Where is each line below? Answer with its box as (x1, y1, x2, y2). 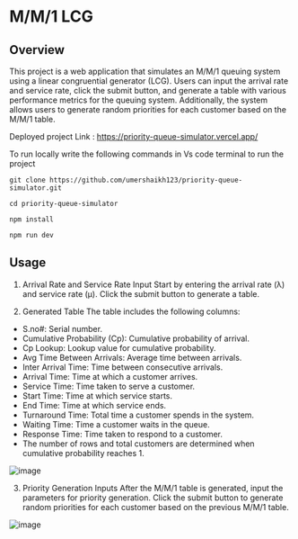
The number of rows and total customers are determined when (22, 438, 255, 449)
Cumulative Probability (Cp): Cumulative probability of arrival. (22, 333, 250, 344)
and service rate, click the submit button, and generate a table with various (9, 85, 287, 95)
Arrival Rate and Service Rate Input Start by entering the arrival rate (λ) (22, 279, 285, 290)
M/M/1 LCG (9, 6, 94, 27)
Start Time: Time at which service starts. (22, 390, 173, 401)
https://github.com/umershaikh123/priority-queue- (48, 175, 243, 184)
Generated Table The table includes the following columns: (22, 306, 241, 317)
